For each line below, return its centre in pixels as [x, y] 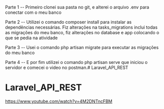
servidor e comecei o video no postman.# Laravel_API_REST [67, 67]
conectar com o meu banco [33, 12]
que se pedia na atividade [31, 38]
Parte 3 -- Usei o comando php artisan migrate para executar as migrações [82, 47]
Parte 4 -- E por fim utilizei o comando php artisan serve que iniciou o [76, 62]
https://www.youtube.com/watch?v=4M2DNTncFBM [59, 101]
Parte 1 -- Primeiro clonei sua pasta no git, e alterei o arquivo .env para [77, 7]
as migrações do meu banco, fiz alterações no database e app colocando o [82, 32]
